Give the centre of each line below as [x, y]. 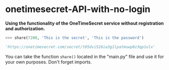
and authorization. [25, 28]
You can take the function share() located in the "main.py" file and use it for [84, 56]
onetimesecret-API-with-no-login [78, 9]
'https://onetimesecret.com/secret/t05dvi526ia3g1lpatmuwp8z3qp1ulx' [80, 47]
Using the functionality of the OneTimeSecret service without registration [84, 23]
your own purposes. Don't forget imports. [49, 62]
